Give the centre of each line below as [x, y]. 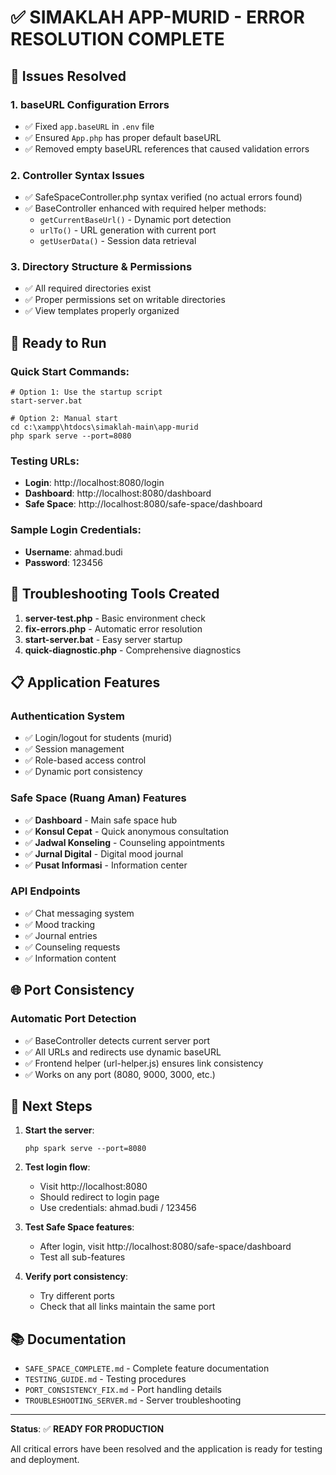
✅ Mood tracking [60, 924]
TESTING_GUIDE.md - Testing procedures [105, 1379]
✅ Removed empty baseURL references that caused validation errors [167, 148]
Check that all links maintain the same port [127, 1307]
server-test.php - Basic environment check [115, 618]
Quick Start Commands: [70, 371]
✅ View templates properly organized [102, 311]
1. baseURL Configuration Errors [90, 104]
